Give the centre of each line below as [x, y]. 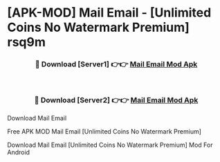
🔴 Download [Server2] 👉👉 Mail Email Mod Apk [116, 100]
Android [18, 152]
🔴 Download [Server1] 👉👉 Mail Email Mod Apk [116, 64]
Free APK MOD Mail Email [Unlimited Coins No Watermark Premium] [104, 131]
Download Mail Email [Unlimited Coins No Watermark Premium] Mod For [110, 145]
